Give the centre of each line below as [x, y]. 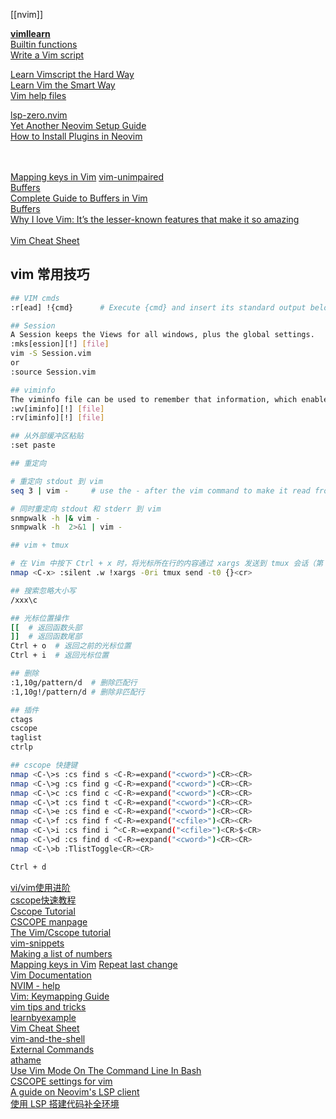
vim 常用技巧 [50, 274]
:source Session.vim [53, 372]
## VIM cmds [35, 298]
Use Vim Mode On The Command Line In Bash [106, 1070]
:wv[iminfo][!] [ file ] [57, 409]
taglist [26, 738]
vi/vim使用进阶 [40, 887]
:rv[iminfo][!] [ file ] [57, 418]
